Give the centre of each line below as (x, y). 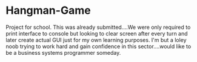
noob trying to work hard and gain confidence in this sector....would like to (98, 46)
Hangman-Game (48, 11)
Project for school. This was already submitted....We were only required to (98, 27)
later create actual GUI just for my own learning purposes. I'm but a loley (96, 40)
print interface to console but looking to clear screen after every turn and (97, 33)
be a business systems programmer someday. (63, 52)
